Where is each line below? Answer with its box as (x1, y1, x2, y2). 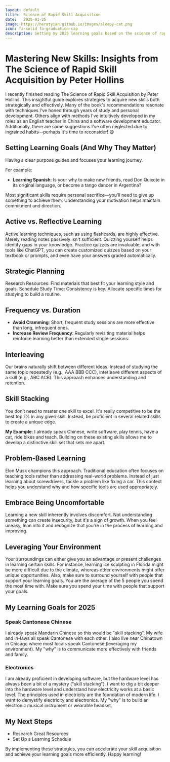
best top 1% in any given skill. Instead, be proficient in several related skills (5, 413, 161, 419)
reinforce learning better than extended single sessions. (12, 336, 130, 342)
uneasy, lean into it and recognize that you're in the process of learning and (5, 523, 163, 529)
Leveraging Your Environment (5, 542, 101, 551)
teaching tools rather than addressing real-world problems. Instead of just (5, 473, 159, 479)
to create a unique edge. (5, 419, 57, 425)
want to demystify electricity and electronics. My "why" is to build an (5, 697, 149, 703)
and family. (5, 651, 28, 657)
